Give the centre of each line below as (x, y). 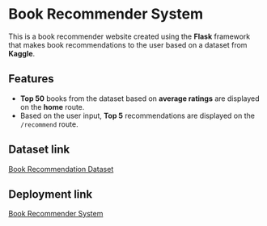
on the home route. (52, 107)
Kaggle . (22, 53)
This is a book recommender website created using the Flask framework (129, 36)
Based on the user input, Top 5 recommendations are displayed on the (137, 115)
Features (31, 79)
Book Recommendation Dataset (61, 169)
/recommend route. (49, 124)
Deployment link (51, 194)
